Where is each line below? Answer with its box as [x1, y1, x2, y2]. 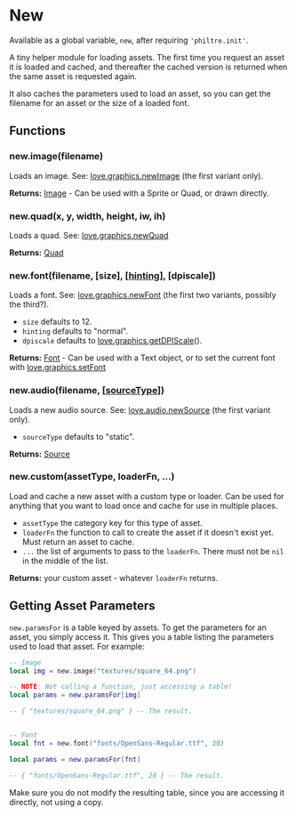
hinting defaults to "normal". [21, 326, 129, 336]
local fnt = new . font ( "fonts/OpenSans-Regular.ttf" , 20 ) [9, 739, 225, 747]
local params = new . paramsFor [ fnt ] [9, 755, 141, 763]
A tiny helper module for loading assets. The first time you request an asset [9, 52, 285, 62]
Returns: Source [9, 448, 71, 459]
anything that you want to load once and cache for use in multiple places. [9, 500, 278, 511]
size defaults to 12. [21, 317, 92, 327]
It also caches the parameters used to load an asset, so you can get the [9, 88, 271, 99]
